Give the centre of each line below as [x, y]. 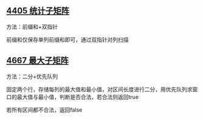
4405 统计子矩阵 [38, 11]
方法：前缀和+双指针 [32, 27]
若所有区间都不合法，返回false [44, 110]
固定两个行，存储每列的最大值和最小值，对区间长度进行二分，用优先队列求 [99, 89]
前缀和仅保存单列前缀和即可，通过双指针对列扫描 [67, 39]
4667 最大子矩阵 [37, 60]
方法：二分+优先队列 [32, 76]
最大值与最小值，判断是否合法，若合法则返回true [78, 97]
